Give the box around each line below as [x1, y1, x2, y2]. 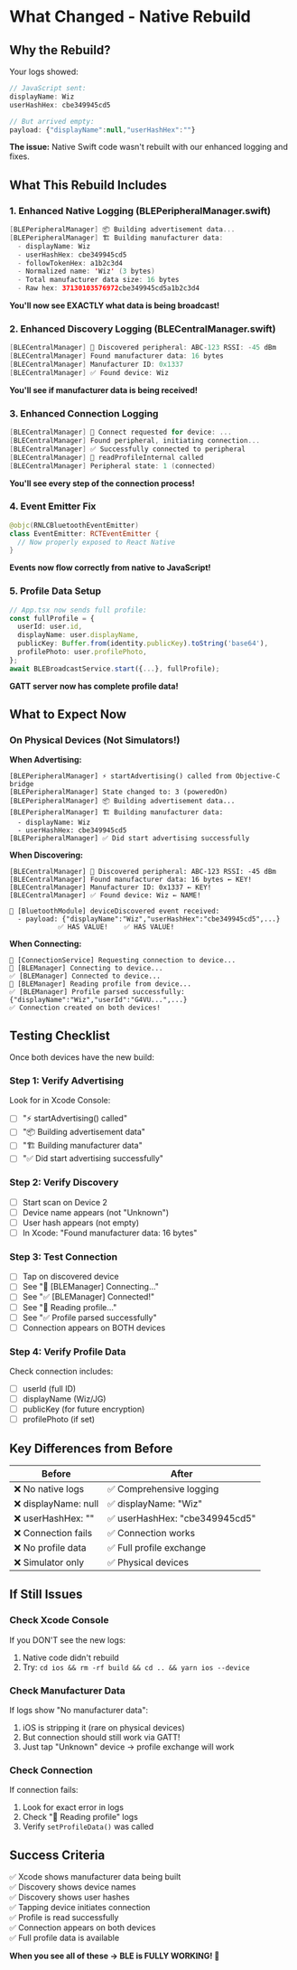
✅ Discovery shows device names [9, 1881, 137, 1892]
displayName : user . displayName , [17, 631, 140, 640]
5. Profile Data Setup [9, 585, 102, 597]
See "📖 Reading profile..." [22, 1301, 117, 1312]
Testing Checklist [9, 1027, 110, 1043]
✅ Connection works [107, 1527, 196, 1540]
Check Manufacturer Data [9, 1684, 126, 1696]
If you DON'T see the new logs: [9, 1634, 126, 1646]
